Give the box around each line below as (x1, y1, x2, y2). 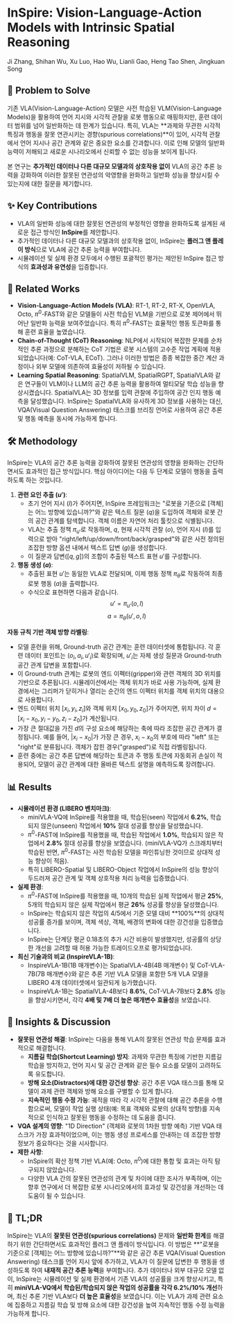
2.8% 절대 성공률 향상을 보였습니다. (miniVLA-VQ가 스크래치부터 (46, 839, 223, 847)
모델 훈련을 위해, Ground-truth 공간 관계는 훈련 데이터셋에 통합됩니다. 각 (17, 643, 214, 651)
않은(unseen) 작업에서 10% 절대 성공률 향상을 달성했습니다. (40, 821, 203, 830)
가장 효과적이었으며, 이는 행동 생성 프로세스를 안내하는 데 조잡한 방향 (35, 1131, 221, 1139)
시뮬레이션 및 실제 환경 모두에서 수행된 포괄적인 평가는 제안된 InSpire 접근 (17, 254, 217, 262)
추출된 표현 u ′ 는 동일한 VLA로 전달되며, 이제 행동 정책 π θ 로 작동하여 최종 (27, 570, 223, 580)
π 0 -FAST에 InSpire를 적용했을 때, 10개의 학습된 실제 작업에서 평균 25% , (27, 891, 224, 900)
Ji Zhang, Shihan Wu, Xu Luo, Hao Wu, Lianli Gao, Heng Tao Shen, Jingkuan (7, 57, 225, 65)
